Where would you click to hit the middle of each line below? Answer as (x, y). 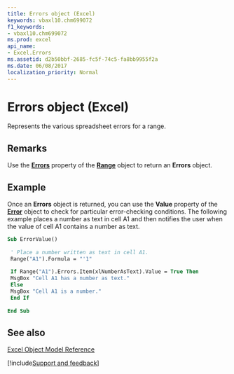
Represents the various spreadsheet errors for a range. (87, 126)
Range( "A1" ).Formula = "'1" (51, 259)
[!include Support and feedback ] (53, 363)
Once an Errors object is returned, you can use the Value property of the (113, 205)
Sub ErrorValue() (33, 240)
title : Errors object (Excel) (51, 14)
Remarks (27, 148)
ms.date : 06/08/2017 (37, 66)
